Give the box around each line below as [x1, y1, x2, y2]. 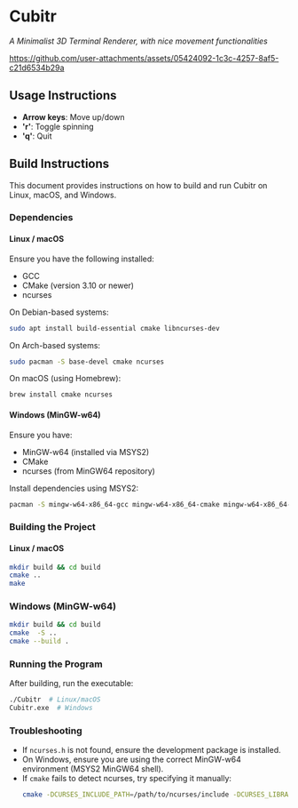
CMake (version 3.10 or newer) [21, 280, 135, 291]
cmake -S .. [9, 628, 58, 637]
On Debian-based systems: [9, 307, 109, 317]
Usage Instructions [9, 88, 117, 103]
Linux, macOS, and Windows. [9, 189, 117, 200]
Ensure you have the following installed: [9, 253, 155, 264]
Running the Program [9, 658, 104, 670]
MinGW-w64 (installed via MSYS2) [21, 446, 150, 457]
